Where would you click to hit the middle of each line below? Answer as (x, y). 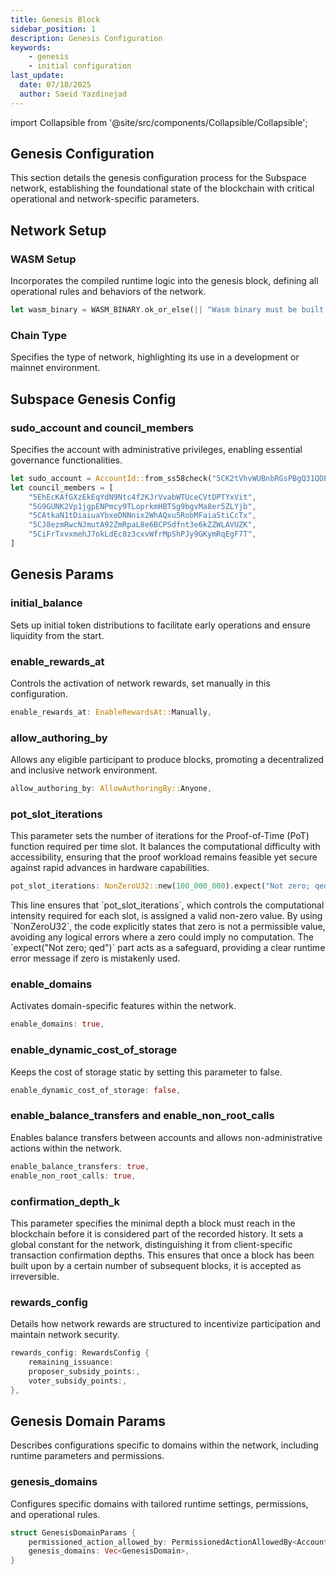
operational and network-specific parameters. (105, 199)
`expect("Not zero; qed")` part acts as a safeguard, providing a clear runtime (168, 948)
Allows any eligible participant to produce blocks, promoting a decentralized (167, 760)
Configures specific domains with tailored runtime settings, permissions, (159, 1503)
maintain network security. (65, 1335)
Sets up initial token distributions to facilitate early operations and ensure (160, 625)
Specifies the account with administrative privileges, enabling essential (156, 449)
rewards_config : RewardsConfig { (80, 1353)
